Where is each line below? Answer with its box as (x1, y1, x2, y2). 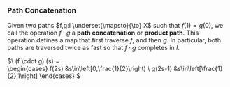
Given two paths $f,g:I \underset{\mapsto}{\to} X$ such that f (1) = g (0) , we (7, 22, 224, 30)
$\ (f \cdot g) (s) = (7, 57, 60, 65)
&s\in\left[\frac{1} (173, 65, 223, 73)
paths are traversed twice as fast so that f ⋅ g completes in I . (7, 44, 180, 52)
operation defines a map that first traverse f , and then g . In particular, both (7, 36, 222, 45)
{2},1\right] (7, 72, 38, 80)
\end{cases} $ (39, 72, 81, 80)
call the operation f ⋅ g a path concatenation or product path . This (7, 29, 199, 37)
